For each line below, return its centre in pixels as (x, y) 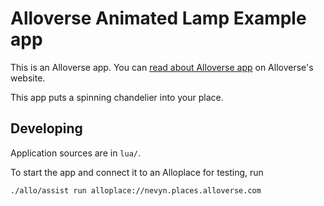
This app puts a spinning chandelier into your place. (117, 97)
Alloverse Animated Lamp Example (158, 18)
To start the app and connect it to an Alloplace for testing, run (137, 172)
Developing (46, 128)
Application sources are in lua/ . (76, 153)
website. (28, 78)
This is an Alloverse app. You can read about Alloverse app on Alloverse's (162, 67)
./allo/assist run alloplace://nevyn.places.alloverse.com (136, 190)
